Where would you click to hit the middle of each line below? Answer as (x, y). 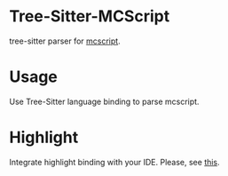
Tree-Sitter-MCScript (90, 16)
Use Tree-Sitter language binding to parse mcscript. (104, 101)
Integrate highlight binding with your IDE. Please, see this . (114, 162)
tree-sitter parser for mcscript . (65, 41)
